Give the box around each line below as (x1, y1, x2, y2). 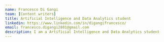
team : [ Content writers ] (5, 12, 56, 16)
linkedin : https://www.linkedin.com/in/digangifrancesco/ (5, 20, 127, 26)
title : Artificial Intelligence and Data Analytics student (5, 16, 131, 21)
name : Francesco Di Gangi (5, 7, 58, 12)
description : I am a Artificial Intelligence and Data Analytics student (5, 29, 160, 34)
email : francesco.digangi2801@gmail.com (5, 25, 90, 30)
